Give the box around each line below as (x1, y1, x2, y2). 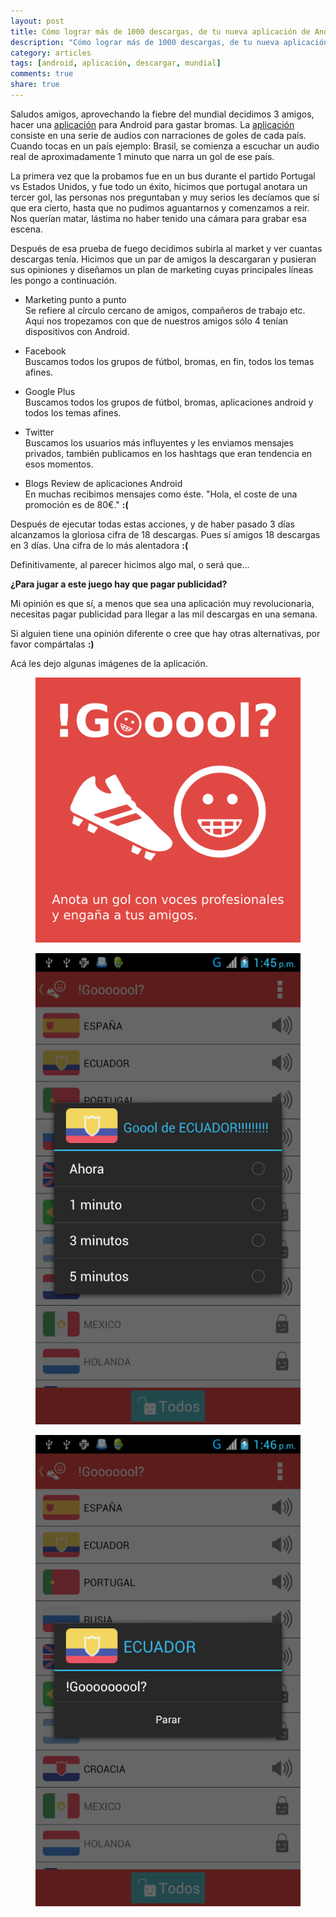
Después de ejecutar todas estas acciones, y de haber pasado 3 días (10, 518, 295, 530)
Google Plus (24, 385, 76, 397)
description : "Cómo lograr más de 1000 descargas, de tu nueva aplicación (10, 37, 329, 47)
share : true (10, 80, 60, 90)
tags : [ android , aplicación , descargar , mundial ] (10, 58, 222, 69)
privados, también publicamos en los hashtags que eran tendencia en (24, 447, 313, 459)
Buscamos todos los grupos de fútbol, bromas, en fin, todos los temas (24, 355, 315, 367)
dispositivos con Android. (24, 325, 130, 337)
